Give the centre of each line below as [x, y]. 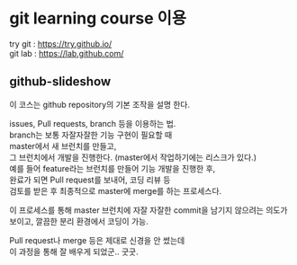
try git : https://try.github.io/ [61, 44]
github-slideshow [60, 82]
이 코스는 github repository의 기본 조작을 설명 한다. [100, 104]
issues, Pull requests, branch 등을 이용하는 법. [93, 123]
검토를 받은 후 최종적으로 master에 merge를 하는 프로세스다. [116, 190]
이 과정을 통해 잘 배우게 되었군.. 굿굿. [74, 252]
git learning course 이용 [98, 18]
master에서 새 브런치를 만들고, [63, 146]
